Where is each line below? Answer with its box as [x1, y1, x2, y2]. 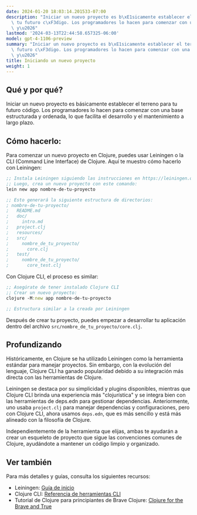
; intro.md [6, 219, 43, 225]
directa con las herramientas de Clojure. [6, 374, 103, 381]
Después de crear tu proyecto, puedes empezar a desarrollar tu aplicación [6, 316, 186, 323]
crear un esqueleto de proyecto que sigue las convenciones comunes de [6, 434, 182, 441]
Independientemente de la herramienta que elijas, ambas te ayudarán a [6, 428, 178, 435]
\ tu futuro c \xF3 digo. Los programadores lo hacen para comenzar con [11, 19, 188, 25]
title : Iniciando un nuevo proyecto [6, 57, 96, 63]
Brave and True [14, 503, 52, 510]
